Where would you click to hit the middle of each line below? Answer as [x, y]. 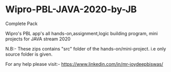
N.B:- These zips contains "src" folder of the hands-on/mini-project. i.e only [86, 49]
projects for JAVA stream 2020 [38, 39]
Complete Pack [22, 23]
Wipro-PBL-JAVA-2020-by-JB [71, 9]
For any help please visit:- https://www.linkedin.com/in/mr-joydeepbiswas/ [84, 64]
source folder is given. [29, 54]
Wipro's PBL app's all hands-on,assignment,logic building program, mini [82, 33]
